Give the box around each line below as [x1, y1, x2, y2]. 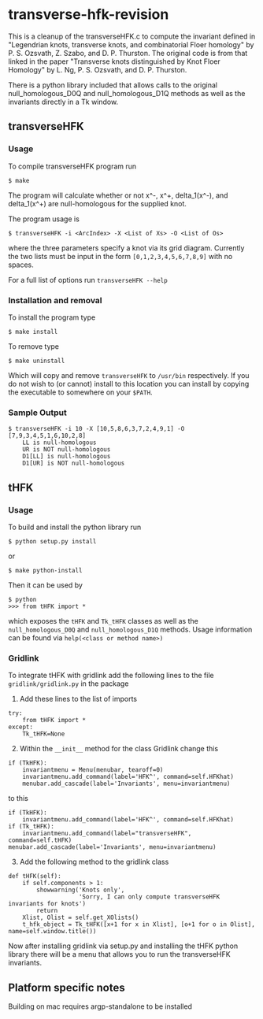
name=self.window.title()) [8, 928, 97, 936]
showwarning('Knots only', [36, 886, 125, 895]
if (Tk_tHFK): [8, 823, 55, 831]
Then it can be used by [8, 580, 83, 590]
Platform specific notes [8, 980, 125, 994]
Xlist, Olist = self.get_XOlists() [22, 913, 139, 922]
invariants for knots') [8, 900, 87, 908]
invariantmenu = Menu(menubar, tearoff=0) [22, 766, 164, 774]
